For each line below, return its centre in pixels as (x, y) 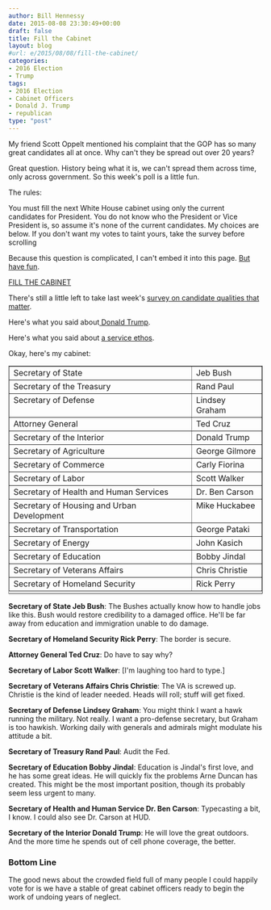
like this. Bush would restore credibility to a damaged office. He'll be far (127, 614)
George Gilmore (226, 451)
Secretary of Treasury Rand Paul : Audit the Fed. (90, 751)
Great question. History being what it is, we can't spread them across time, (132, 168)
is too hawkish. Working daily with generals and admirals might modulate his (135, 727)
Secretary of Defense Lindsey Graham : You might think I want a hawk (125, 710)
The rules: (25, 192)
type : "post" (30, 121)
